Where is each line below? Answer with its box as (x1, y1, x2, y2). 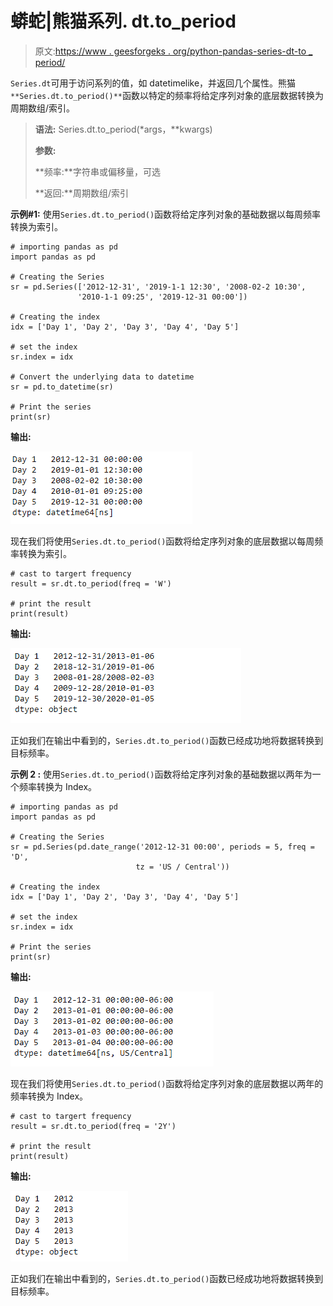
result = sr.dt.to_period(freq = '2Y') (10, 1121, 177, 1131)
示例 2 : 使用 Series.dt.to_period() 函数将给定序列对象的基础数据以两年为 (10, 768, 313, 780)
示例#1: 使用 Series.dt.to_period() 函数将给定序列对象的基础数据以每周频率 (10, 208, 322, 220)
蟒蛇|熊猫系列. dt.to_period (10, 10, 237, 33)
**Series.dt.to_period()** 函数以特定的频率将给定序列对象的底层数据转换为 (10, 89, 324, 101)
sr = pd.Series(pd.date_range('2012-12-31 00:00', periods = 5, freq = (10, 842, 315, 852)
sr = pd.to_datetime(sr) (10, 382, 114, 392)
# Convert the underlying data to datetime (10, 372, 195, 382)
